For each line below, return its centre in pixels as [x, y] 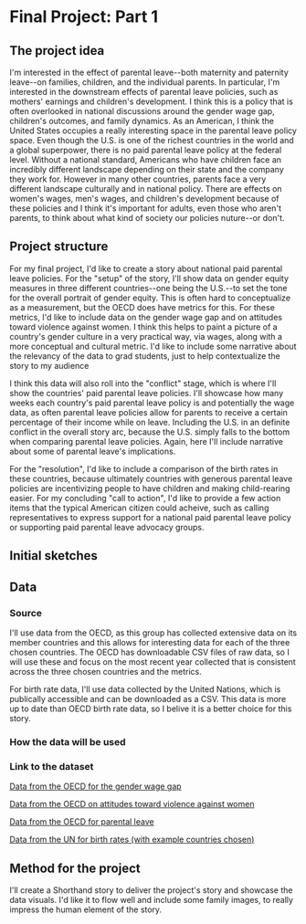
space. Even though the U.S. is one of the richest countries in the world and [152, 140]
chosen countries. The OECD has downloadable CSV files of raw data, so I [149, 652]
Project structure [59, 247]
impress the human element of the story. [86, 909]
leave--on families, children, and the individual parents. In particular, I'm [145, 82]
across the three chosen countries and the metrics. [106, 671]
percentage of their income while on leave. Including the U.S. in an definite [150, 422]
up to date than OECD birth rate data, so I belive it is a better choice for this [151, 709]
